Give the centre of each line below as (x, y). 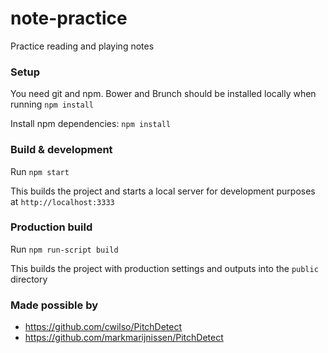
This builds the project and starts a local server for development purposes (163, 191)
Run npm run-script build (64, 249)
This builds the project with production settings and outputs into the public (164, 268)
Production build (51, 227)
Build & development (61, 150)
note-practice (69, 18)
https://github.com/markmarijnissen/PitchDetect (124, 338)
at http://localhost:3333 (62, 201)
